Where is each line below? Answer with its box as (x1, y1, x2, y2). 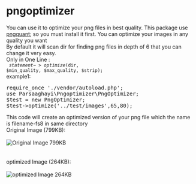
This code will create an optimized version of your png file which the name (6, 113, 191, 120)
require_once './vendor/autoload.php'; (6, 84, 123, 91)
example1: (6, 73, 31, 80)
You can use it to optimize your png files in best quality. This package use (6, 24, 188, 31)
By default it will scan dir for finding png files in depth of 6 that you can (6, 43, 182, 50)
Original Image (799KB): (6, 126, 66, 133)
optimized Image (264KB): (6, 158, 71, 165)
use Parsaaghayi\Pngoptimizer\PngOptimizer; (6, 90, 140, 97)
